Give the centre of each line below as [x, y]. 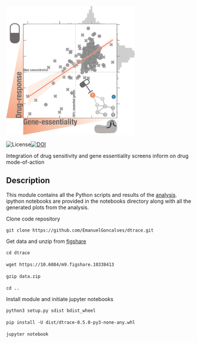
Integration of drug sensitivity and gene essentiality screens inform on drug [98, 156]
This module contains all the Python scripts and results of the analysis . [92, 194]
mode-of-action [25, 162]
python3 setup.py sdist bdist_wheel [51, 311]
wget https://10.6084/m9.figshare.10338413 [60, 265]
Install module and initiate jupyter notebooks [60, 299]
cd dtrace [18, 253]
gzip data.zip [24, 276]
